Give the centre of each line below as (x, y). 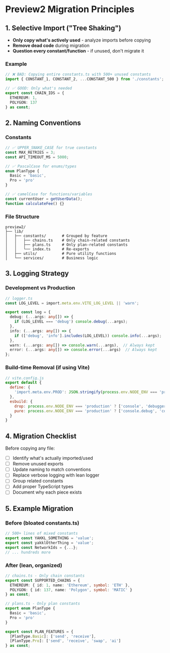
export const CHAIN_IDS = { (35, 93)
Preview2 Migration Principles (70, 9)
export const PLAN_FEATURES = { (39, 632)
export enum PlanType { (30, 608)
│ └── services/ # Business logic (52, 258)
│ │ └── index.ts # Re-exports (47, 249)
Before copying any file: (30, 448)
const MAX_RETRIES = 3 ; (30, 152)
